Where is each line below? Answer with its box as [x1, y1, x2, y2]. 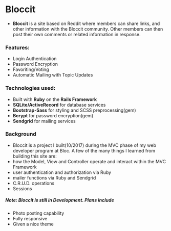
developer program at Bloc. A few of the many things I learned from [12, 147, 156, 153]
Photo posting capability [12, 210, 65, 216]
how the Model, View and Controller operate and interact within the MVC [12, 158, 166, 164]
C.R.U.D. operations [12, 180, 55, 186]
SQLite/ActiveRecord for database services [12, 101, 106, 108]
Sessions [12, 185, 32, 192]
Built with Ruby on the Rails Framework [12, 96, 97, 102]
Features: [5, 44, 30, 51]
